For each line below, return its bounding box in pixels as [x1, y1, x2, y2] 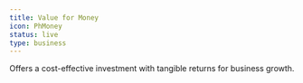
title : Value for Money [9, 13, 99, 23]
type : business [9, 38, 67, 48]
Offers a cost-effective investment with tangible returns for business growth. [9, 63, 295, 74]
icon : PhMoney [9, 22, 63, 31]
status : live [9, 30, 59, 39]
